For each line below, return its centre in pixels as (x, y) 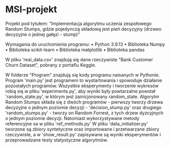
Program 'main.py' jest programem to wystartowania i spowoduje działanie (84, 80)
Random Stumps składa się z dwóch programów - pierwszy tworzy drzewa (84, 102)
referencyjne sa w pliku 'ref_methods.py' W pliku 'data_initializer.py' (77, 124)
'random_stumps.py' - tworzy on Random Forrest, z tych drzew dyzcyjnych (84, 113)
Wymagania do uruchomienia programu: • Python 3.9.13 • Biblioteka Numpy (85, 44)
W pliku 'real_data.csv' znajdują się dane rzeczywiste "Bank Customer (79, 59)
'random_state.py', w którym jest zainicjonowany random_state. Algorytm (82, 96)
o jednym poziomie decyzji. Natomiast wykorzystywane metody (72, 118)
